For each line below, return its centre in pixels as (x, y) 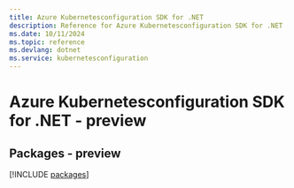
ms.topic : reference (47, 42)
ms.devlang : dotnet (45, 50)
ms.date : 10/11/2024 (47, 34)
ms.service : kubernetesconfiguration (79, 58)
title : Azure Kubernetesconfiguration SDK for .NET (106, 17)
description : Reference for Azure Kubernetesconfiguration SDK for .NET (146, 26)
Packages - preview (65, 153)
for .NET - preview (78, 121)
